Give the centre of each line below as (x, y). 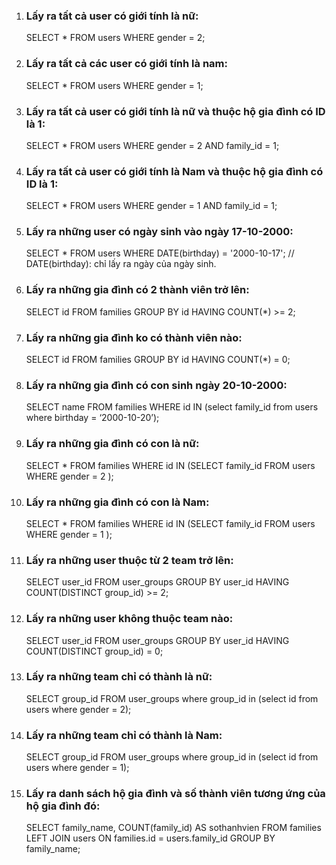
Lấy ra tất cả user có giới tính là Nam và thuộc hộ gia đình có (174, 171)
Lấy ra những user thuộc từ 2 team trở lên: (129, 560)
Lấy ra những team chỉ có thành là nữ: (119, 677)
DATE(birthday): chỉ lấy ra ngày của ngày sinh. (121, 264)
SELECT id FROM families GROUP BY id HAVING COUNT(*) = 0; (158, 360)
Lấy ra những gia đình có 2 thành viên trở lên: (137, 290)
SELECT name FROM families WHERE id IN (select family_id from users (172, 407)
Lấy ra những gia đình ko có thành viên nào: (134, 337)
